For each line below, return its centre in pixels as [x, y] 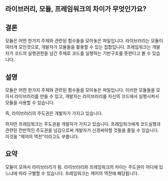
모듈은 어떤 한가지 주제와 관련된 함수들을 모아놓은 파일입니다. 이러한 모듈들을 [80, 90]
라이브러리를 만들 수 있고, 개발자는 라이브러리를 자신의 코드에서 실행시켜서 [87, 97]
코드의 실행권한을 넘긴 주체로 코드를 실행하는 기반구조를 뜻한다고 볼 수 [83, 53]
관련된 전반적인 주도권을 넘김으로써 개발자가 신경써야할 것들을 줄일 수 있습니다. [82, 130]
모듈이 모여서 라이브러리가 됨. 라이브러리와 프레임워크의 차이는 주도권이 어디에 [81, 167]
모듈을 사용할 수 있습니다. [30, 103]
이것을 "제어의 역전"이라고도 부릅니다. [42, 137]
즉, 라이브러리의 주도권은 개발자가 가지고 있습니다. [54, 113]
